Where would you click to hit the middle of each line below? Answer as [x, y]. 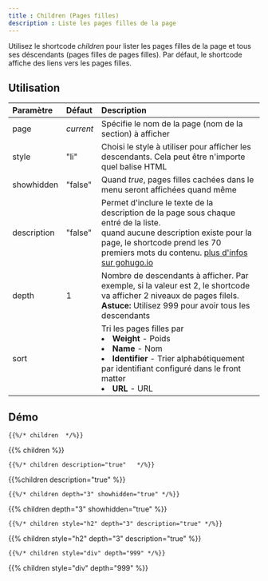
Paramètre [33, 110]
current [80, 129]
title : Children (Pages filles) [64, 16]
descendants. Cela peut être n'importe [173, 157]
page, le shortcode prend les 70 [161, 243]
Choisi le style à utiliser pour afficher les [176, 147]
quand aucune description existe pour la [177, 233]
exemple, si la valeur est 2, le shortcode [175, 286]
